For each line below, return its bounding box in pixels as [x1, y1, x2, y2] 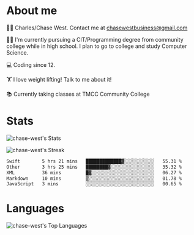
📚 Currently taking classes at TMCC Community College [6, 90, 150, 98]
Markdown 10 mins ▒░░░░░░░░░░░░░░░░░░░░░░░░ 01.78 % [6, 175, 182, 182]
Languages [6, 202, 64, 215]
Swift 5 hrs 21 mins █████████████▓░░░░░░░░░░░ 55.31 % [6, 158, 182, 164]
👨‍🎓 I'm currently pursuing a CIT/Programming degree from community [6, 36, 184, 43]
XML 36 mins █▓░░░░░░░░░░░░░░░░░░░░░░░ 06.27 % [6, 169, 182, 175]
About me [6, 4, 58, 18]
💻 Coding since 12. [6, 61, 56, 68]
